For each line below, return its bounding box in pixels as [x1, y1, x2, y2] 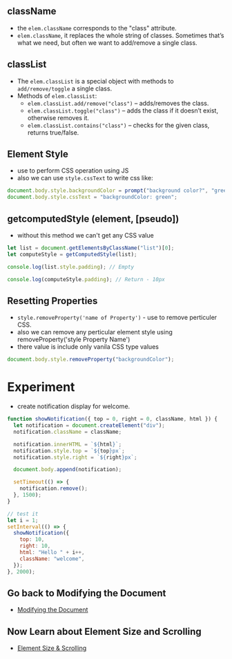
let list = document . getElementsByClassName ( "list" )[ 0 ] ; [7, 245, 175, 251]
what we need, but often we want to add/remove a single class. [17, 38, 198, 47]
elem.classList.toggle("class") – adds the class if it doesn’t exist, [27, 106, 219, 115]
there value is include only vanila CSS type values [17, 343, 159, 351]
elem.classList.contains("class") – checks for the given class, [27, 121, 210, 129]
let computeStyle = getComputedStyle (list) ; [7, 251, 137, 258]
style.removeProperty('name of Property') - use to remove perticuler [17, 314, 217, 322]
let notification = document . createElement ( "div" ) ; [13, 422, 166, 429]
